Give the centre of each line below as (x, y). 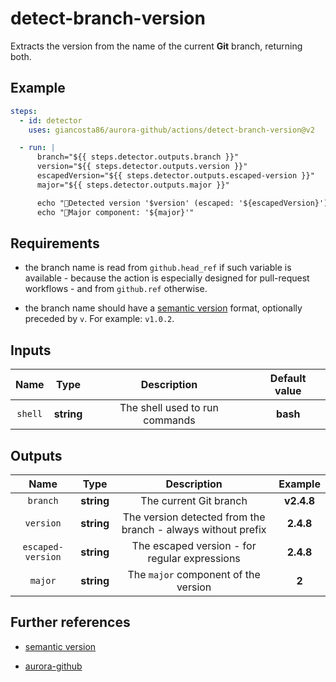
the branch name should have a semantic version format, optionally (163, 308)
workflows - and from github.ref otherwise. (116, 289)
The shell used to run (169, 408)
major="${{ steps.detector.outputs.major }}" (133, 185)
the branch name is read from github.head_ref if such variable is (158, 268)
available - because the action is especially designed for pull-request (167, 278)
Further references (70, 622)
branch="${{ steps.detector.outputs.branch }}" (138, 157)
